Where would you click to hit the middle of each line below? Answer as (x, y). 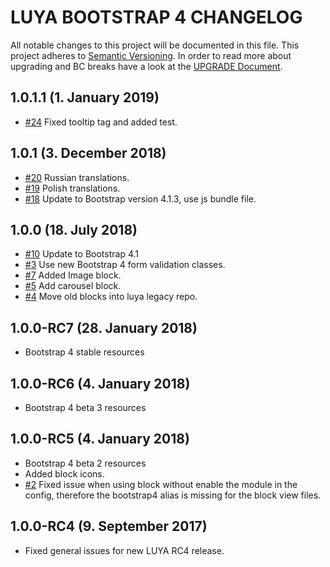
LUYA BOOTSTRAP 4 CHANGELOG (156, 17)
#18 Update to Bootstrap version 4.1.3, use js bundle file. (140, 198)
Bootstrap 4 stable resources (84, 352)
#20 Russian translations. (77, 177)
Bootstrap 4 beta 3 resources (85, 407)
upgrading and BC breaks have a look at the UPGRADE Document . (146, 66)
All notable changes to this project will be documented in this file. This (155, 45)
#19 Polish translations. (72, 188)
